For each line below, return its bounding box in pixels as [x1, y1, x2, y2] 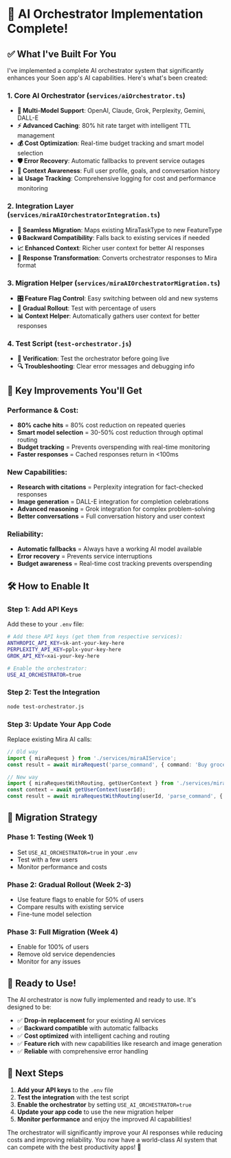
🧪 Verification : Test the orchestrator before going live [16, 354, 170, 363]
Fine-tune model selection [16, 910, 92, 918]
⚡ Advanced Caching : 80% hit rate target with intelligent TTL [16, 122, 191, 130]
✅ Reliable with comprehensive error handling [16, 1047, 148, 1056]
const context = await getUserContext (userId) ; [7, 787, 146, 794]
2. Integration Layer [7, 201, 74, 211]
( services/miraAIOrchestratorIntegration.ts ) [7, 210, 160, 219]
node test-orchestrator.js [7, 703, 85, 710]
